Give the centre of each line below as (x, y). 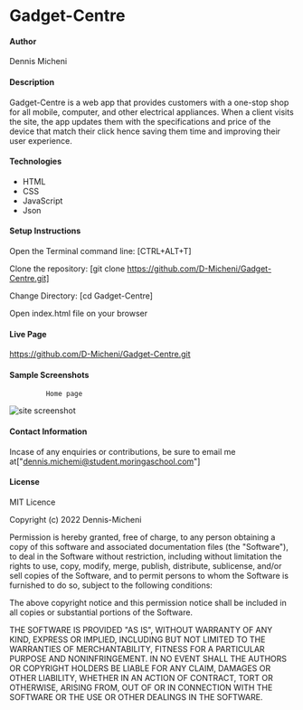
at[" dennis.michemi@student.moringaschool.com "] (105, 461)
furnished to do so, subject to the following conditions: (111, 585)
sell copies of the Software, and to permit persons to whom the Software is (149, 575)
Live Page (28, 334)
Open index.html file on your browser (79, 313)
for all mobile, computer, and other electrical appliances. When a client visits (151, 112)
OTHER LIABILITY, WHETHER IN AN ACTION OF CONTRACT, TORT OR (141, 677)
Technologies (36, 161)
